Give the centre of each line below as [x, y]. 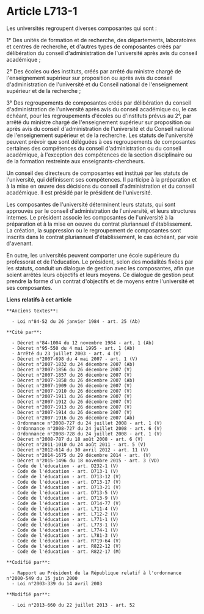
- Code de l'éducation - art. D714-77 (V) [67, 503]
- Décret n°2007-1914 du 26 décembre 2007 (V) [72, 412]
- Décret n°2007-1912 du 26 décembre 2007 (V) [72, 402]
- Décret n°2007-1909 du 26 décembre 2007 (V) [72, 386]
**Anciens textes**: [33, 311]
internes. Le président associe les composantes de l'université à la [90, 217]
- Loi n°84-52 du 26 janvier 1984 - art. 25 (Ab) [76, 321]
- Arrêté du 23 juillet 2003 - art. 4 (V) [67, 353]
